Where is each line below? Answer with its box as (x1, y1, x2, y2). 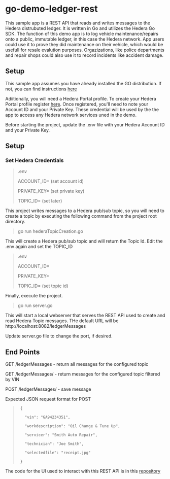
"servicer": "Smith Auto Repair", (24, 432, 98, 438)
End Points (5, 348, 40, 356)
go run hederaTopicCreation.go (17, 228, 84, 234)
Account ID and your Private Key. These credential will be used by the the (5, 106, 159, 112)
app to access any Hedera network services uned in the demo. (5, 112, 137, 118)
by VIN (5, 377, 20, 383)
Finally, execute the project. (5, 293, 63, 299)
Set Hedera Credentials (5, 157, 64, 164)
